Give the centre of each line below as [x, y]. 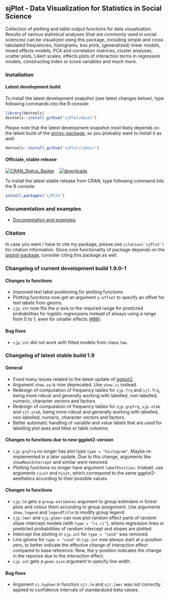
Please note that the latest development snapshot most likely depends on [82, 127]
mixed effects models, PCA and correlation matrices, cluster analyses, [79, 50]
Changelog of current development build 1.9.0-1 [66, 268]
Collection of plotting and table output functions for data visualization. [79, 29]
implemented [27, 456]
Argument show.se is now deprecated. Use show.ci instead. [75, 385]
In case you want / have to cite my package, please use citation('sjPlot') [85, 244]
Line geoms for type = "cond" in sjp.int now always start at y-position [87, 540]
